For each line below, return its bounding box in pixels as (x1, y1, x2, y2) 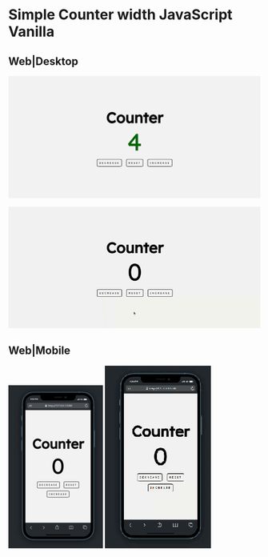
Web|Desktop (8, 54, 78, 68)
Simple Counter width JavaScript (8, 6, 234, 24)
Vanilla (8, 22, 54, 41)
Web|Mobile (8, 344, 70, 358)
